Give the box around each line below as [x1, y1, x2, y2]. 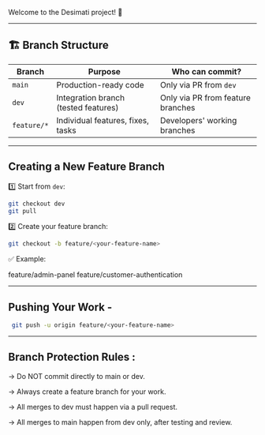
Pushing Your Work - [8, 300, 113, 313]
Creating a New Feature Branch [8, 160, 166, 174]
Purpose [88, 66, 121, 77]
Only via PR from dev [160, 79, 237, 90]
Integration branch [56, 92, 125, 103]
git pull [8, 207, 37, 215]
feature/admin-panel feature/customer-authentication [8, 270, 183, 279]
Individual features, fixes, [56, 114, 150, 126]
